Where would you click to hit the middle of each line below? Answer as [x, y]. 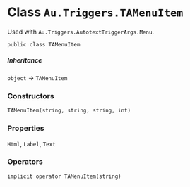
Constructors [31, 96]
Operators [25, 162]
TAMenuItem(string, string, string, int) [69, 111]
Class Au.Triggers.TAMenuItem [95, 12]
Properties [26, 129]
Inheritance [25, 60]
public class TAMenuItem [44, 44]
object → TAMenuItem [37, 77]
